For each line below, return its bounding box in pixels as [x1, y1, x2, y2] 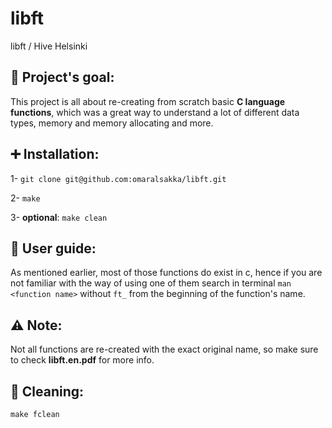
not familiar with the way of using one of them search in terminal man [10, 277, 292, 289]
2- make [10, 192, 41, 204]
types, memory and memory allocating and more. [10, 117, 214, 129]
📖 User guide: [10, 240, 97, 257]
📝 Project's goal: [10, 69, 115, 86]
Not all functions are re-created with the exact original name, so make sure [10, 343, 319, 356]
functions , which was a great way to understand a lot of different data [10, 106, 300, 118]
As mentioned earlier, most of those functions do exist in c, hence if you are [10, 267, 323, 279]
